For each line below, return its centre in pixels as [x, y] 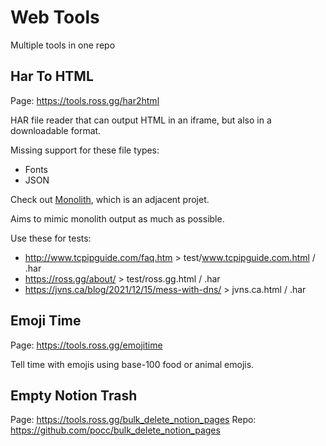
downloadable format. [56, 130]
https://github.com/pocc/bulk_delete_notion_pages [115, 430]
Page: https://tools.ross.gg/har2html [85, 100]
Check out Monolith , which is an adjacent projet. [110, 199]
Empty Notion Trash [74, 395]
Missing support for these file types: [85, 150]
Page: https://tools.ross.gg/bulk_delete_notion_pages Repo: [133, 420]
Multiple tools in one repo [63, 45]
